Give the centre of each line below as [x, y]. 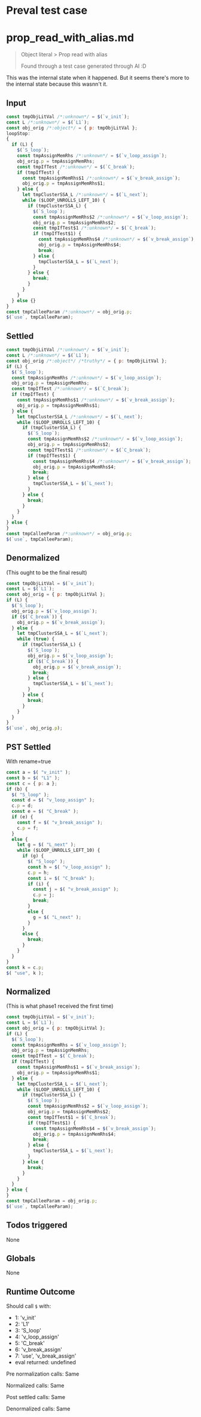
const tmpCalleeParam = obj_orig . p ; [52, 1201]
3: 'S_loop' [28, 1331]
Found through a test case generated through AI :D [83, 66]
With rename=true [29, 761]
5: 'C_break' [30, 1343]
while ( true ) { [36, 639]
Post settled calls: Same [36, 1397]
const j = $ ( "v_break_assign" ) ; [76, 890]
